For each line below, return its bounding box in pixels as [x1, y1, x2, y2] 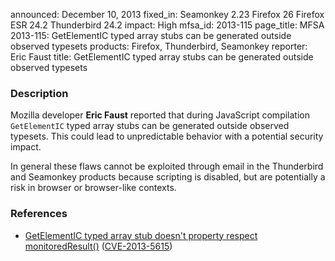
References [10, 207, 68, 221]
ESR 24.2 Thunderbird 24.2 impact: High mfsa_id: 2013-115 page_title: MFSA [10, 19, 325, 31]
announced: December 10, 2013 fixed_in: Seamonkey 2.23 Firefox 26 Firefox [10, 9, 325, 20]
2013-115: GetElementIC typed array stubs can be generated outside [10, 30, 292, 41]
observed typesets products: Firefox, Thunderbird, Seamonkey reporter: [10, 40, 308, 52]
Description [10, 86, 69, 100]
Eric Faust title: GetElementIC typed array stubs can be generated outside [10, 51, 314, 63]
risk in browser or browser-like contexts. [10, 182, 177, 194]
